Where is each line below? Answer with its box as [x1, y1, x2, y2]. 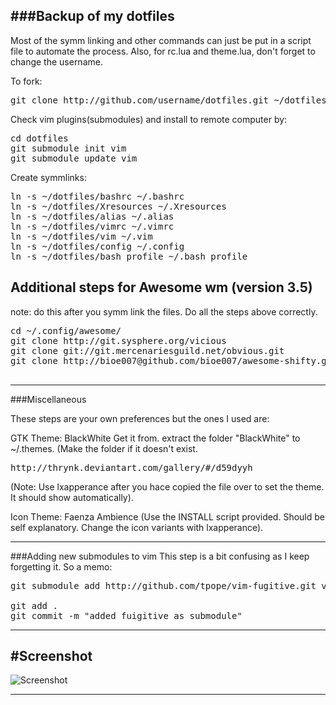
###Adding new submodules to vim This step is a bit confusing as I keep [10, 550, 310, 562]
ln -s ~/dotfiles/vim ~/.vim [10, 230, 153, 242]
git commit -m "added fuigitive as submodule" [10, 610, 243, 621]
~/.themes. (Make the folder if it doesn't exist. [10, 442, 198, 454]
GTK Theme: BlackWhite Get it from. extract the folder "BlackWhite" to [10, 432, 301, 444]
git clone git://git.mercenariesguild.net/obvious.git [10, 345, 285, 356]
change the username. [10, 55, 103, 68]
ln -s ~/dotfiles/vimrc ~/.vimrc [10, 220, 175, 232]
